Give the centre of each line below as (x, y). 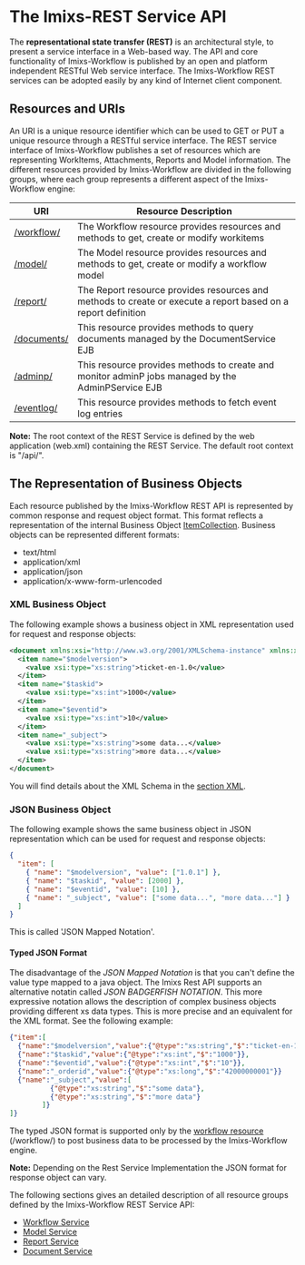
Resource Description (184, 211)
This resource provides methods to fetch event (177, 402)
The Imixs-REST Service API (118, 17)
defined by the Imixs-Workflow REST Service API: (102, 1205)
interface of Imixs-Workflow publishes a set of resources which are (135, 150)
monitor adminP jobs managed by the (157, 376)
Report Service (50, 1241)
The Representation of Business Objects (126, 484)
